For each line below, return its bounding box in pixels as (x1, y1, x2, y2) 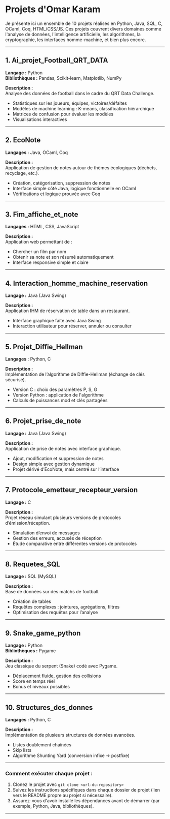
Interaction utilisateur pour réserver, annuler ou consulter (12, 323, 132, 329)
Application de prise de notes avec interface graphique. (5, 445, 121, 451)
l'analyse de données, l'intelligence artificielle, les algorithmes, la (5, 31, 141, 37)
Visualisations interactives (12, 116, 67, 123)
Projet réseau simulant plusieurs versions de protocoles (5, 514, 121, 521)
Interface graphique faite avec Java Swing (12, 318, 101, 324)
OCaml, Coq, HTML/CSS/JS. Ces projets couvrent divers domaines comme (5, 25, 162, 32)
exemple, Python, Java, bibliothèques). (12, 803, 94, 809)
